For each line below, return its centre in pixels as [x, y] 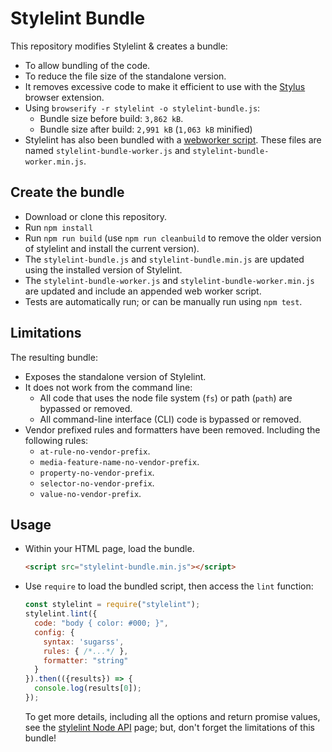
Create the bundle [67, 192]
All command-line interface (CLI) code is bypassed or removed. [170, 419]
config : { [54, 632]
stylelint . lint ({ [61, 614]
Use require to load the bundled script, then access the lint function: [169, 586]
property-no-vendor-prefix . [97, 472]
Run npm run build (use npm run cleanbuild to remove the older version [173, 238]
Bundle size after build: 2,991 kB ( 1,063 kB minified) [146, 129]
